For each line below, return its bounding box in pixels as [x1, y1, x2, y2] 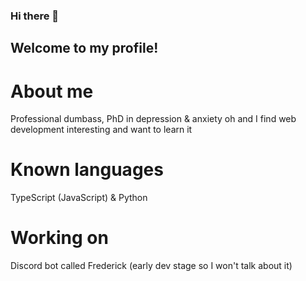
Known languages [10, 159, 164, 181]
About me [10, 80, 94, 103]
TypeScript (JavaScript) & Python [10, 192, 148, 204]
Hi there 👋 [10, 9, 60, 23]
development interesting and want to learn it [10, 124, 193, 136]
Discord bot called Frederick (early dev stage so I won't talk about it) [10, 260, 293, 272]
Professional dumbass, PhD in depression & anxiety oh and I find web [10, 113, 297, 125]
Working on [10, 227, 109, 249]
